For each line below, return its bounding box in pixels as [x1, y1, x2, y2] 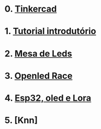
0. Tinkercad [4, 3, 57, 15]
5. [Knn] [4, 115, 38, 126]
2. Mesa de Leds [4, 48, 72, 59]
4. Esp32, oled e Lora [4, 92, 91, 103]
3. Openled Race [4, 70, 73, 81]
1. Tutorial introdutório [4, 26, 96, 37]
